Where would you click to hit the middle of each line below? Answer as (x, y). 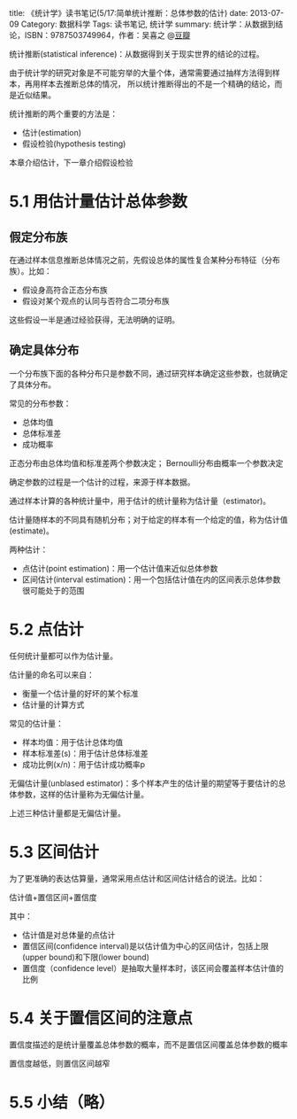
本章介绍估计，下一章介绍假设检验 (71, 163)
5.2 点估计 (46, 629)
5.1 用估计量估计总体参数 (99, 202)
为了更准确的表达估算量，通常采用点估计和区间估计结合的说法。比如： (137, 878)
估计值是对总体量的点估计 (69, 935)
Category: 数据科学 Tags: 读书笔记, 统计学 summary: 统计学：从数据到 (148, 24)
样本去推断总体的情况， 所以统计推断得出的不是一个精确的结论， (157, 84)
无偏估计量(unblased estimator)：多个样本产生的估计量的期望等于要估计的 (144, 783)
